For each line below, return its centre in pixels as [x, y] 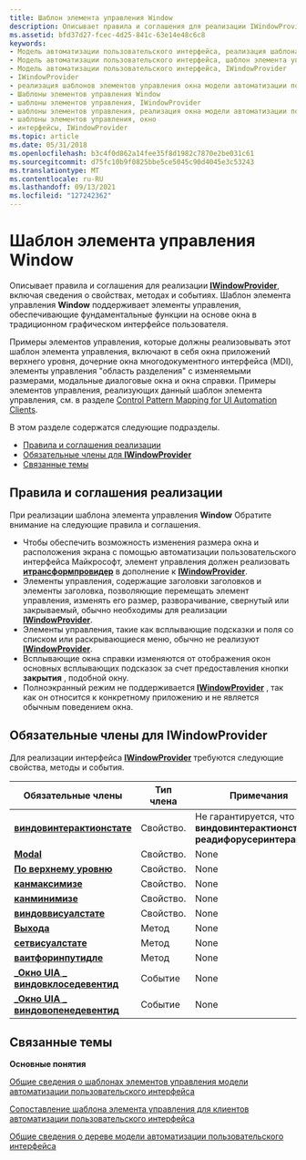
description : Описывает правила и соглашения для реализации [128, 26]
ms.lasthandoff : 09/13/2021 [63, 188]
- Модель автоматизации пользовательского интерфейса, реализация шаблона [154, 52]
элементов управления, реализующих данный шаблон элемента [136, 390]
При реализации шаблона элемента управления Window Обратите [140, 515]
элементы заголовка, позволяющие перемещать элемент [136, 590]
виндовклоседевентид [66, 983]
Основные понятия [48, 1064]
